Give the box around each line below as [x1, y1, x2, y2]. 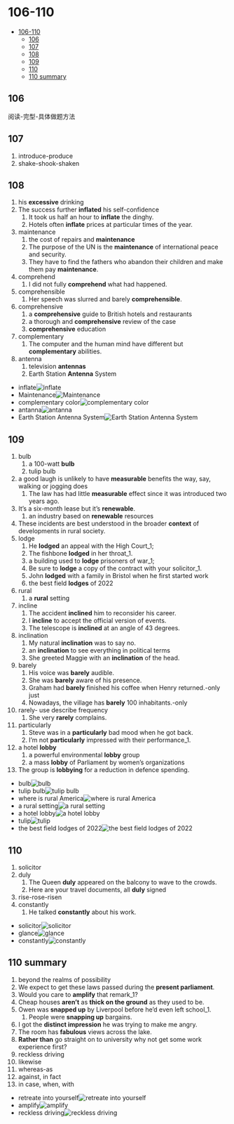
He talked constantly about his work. [28, 908, 137, 916]
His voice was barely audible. [28, 669, 115, 677]
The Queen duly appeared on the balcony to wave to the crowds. [28, 878, 217, 886]
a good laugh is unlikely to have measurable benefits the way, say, [18, 475, 211, 483]
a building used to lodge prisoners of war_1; [28, 556, 155, 566]
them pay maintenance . [28, 265, 99, 274]
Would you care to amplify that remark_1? [18, 990, 139, 998]
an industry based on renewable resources [28, 512, 154, 521]
